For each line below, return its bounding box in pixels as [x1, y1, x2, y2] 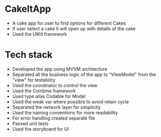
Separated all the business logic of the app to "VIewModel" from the [12, 71, 156, 77]
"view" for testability [12, 76, 56, 83]
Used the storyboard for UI [12, 126, 69, 132]
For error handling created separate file [12, 115, 96, 121]
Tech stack [5, 49, 53, 61]
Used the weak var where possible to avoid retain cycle [12, 99, 129, 105]
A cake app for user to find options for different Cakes [12, 20, 126, 26]
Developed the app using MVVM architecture [12, 66, 108, 72]
